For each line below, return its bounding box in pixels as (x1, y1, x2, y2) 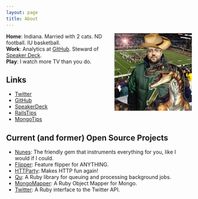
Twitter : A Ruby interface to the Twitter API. (14, 186, 120, 193)
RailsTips (14, 109, 37, 116)
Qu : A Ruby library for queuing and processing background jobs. (14, 174, 171, 181)
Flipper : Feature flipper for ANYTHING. (14, 161, 109, 168)
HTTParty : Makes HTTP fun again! (14, 167, 98, 174)
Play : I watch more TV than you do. (6, 58, 92, 65)
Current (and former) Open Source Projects (6, 133, 169, 143)
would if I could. (14, 155, 54, 162)
